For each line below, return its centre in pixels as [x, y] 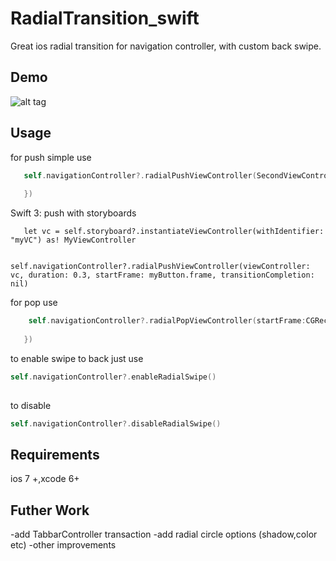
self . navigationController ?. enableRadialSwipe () [113, 377]
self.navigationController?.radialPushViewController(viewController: [160, 267]
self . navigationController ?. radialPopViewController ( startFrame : [167, 321]
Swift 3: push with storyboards [73, 213]
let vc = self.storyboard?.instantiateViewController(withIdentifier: [174, 232]
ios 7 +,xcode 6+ [45, 479]
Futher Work [50, 510]
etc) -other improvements [63, 545]
